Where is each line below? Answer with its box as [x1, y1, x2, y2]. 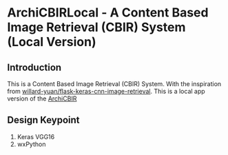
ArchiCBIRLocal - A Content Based [7, 5, 209, 21]
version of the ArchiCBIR [7, 94, 77, 103]
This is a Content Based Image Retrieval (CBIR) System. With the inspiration [7, 80, 222, 87]
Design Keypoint [7, 114, 81, 126]
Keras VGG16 [17, 132, 55, 141]
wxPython [17, 140, 46, 148]
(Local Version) [7, 34, 96, 50]
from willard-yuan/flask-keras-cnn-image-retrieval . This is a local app [7, 87, 205, 95]
